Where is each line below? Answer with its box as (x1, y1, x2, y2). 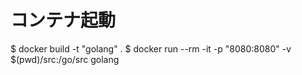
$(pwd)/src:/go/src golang (10, 53, 120, 65)
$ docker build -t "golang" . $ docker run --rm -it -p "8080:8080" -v (10, 42, 292, 55)
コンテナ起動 (10, 9, 117, 32)
